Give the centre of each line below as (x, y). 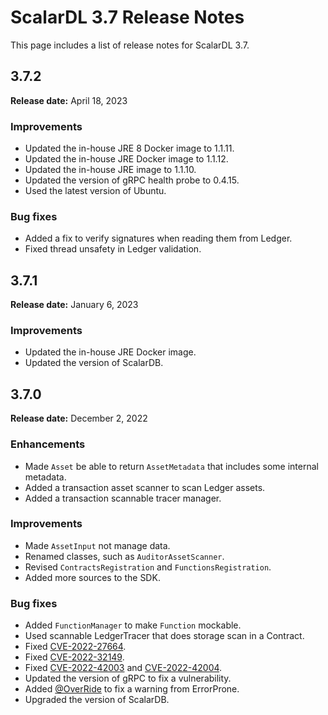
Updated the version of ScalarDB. (94, 363)
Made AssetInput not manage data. (97, 545)
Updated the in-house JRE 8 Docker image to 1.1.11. (129, 148)
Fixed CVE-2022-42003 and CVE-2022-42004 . (123, 668)
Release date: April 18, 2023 (69, 100)
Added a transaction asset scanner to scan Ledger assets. (145, 487)
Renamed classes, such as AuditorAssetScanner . (124, 556)
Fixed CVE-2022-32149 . (74, 657)
